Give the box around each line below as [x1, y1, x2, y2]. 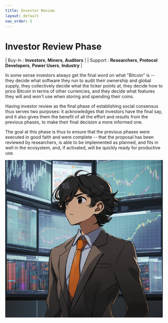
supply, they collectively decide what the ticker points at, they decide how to [5, 83, 163, 89]
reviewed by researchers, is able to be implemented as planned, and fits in [5, 139, 158, 145]
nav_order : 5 [5, 18, 32, 23]
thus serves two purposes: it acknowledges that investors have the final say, [5, 108, 162, 114]
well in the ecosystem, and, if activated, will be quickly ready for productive [5, 145, 161, 151]
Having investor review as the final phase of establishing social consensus [5, 103, 158, 109]
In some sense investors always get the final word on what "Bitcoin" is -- [5, 72, 155, 78]
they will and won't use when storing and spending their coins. [5, 93, 134, 99]
